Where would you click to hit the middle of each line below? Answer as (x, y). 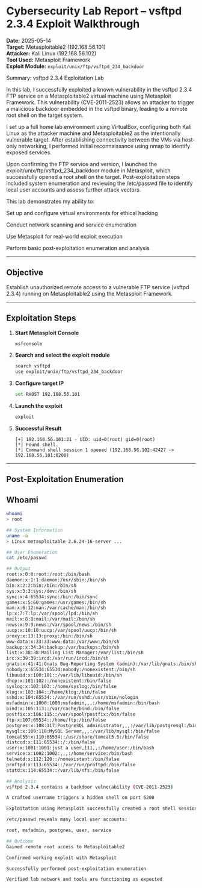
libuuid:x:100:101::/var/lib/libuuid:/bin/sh (64, 675)
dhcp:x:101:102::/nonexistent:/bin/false (59, 681)
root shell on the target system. (45, 115)
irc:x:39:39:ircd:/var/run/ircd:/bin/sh (58, 658)
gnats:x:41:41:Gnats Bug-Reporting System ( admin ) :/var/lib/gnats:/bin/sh (102, 664)
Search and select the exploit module (62, 355)
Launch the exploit (39, 406)
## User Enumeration (32, 552)
